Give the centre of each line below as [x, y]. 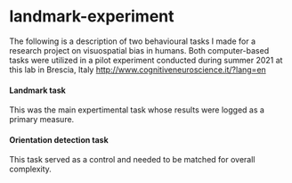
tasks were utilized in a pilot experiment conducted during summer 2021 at [146, 60]
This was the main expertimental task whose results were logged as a [137, 110]
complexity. [30, 169]
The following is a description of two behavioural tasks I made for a [133, 41]
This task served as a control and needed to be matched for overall [132, 160]
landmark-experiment [92, 17]
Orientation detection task [59, 139]
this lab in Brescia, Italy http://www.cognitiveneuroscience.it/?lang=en [138, 70]
